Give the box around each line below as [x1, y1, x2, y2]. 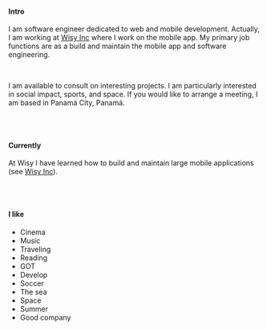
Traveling [19, 244, 51, 254]
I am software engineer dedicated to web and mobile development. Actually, [8, 24, 261, 34]
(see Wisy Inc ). [8, 167, 59, 177]
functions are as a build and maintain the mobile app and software [8, 41, 227, 51]
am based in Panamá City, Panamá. [8, 98, 126, 108]
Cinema [19, 227, 46, 237]
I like [8, 210, 24, 218]
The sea [19, 287, 47, 296]
